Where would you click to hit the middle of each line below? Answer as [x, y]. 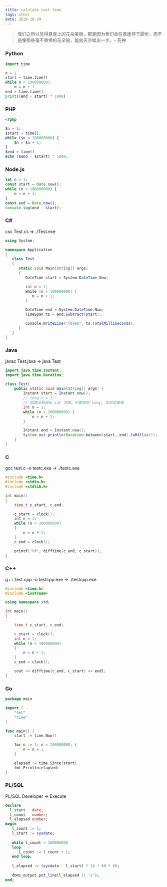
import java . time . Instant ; [33, 370]
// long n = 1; [39, 398]
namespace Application [29, 250]
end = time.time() [24, 92]
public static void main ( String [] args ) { [59, 389]
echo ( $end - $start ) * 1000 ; [37, 157]
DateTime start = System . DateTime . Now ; [67, 278]
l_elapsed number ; [29, 819]
